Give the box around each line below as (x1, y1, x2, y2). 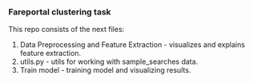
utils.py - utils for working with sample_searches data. (19, 57, 199, 66)
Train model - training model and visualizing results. (19, 65, 191, 75)
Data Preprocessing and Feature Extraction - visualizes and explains (19, 40, 246, 49)
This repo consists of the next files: (8, 25, 125, 34)
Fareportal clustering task (8, 6, 111, 18)
